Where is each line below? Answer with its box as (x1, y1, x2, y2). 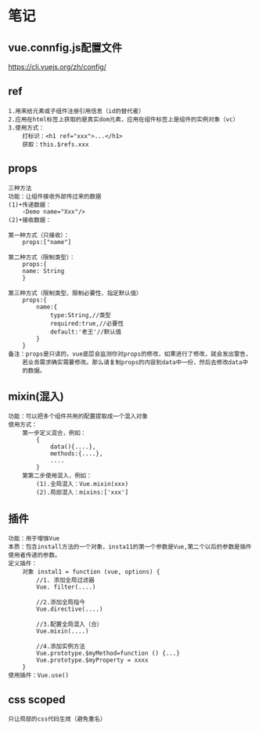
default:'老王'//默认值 (49, 327, 122, 336)
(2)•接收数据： (8, 216, 52, 224)
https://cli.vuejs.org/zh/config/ (8, 62, 107, 71)
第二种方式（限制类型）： (8, 253, 76, 261)
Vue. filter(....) (36, 583, 96, 591)
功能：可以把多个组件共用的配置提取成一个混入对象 (8, 413, 149, 421)
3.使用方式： (8, 123, 45, 132)
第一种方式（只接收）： (8, 231, 70, 239)
